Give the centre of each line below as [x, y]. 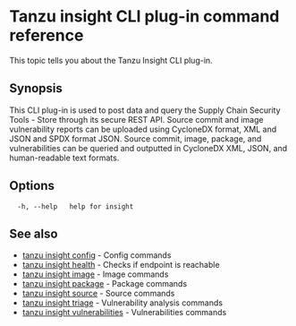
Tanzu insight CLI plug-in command [144, 17]
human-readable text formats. [64, 158]
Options [32, 186]
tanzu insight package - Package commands [105, 284]
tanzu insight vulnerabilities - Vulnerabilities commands [124, 313]
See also [34, 233]
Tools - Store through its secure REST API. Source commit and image [136, 119]
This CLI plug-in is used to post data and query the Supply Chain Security [145, 110]
